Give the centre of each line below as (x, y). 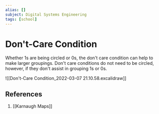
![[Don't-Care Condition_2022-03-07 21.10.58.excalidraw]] (66, 78)
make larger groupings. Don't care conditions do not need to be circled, (79, 63)
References (24, 94)
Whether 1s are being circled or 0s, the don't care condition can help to (79, 58)
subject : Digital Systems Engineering (46, 15)
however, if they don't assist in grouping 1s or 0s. (56, 69)
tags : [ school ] (21, 19)
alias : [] (16, 10)
